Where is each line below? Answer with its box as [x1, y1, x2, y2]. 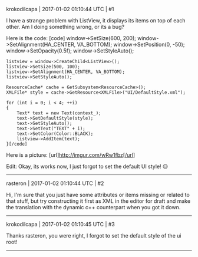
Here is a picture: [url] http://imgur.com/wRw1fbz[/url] [6, 151, 136, 159]
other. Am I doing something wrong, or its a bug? [6, 24, 125, 30]
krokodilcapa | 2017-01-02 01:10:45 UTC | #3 [6, 221, 115, 228]
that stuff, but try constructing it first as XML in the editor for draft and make [6, 197, 190, 205]
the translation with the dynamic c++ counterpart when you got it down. [6, 204, 181, 210]
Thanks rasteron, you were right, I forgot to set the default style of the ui [6, 232, 181, 239]
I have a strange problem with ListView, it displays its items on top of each [6, 17, 186, 24]
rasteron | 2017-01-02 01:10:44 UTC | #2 [6, 180, 104, 187]
